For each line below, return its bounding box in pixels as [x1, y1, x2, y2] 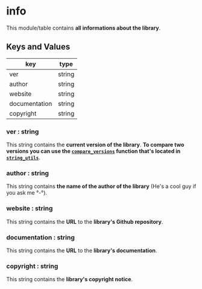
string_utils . [6, 154, 40, 161]
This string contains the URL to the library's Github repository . [6, 218, 163, 225]
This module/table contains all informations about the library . [6, 24, 161, 31]
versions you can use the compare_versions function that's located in [6, 148, 181, 155]
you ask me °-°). [6, 189, 47, 196]
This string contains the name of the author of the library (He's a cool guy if [6, 183, 197, 190]
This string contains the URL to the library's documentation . [6, 247, 157, 254]
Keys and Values [6, 42, 71, 52]
